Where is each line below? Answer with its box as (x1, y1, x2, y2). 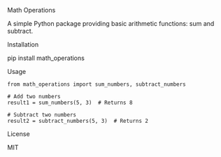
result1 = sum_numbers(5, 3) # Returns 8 (7, 99, 133, 106)
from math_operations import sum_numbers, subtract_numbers (7, 81, 187, 88)
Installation (7, 40, 39, 48)
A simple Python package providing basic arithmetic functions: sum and (7, 20, 215, 27)
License (7, 130, 30, 138)
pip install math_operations (7, 54, 85, 62)
